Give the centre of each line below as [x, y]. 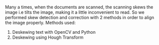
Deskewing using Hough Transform [48, 37]
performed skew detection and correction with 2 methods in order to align [80, 17]
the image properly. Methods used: [40, 22]
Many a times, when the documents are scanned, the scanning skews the [79, 7]
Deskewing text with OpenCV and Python [54, 32]
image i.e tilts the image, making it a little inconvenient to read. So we [75, 12]
